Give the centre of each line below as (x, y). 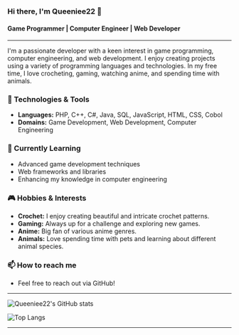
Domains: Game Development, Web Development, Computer (107, 122)
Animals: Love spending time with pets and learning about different (117, 239)
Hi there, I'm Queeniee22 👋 (54, 11)
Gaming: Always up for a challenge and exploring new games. (109, 224)
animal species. (41, 246)
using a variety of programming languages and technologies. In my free (112, 66)
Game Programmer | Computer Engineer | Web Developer (94, 28)
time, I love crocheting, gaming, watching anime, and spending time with (113, 73)
